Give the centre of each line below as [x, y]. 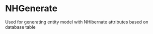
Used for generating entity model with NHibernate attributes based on [77, 22]
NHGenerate [31, 8]
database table [20, 27]
